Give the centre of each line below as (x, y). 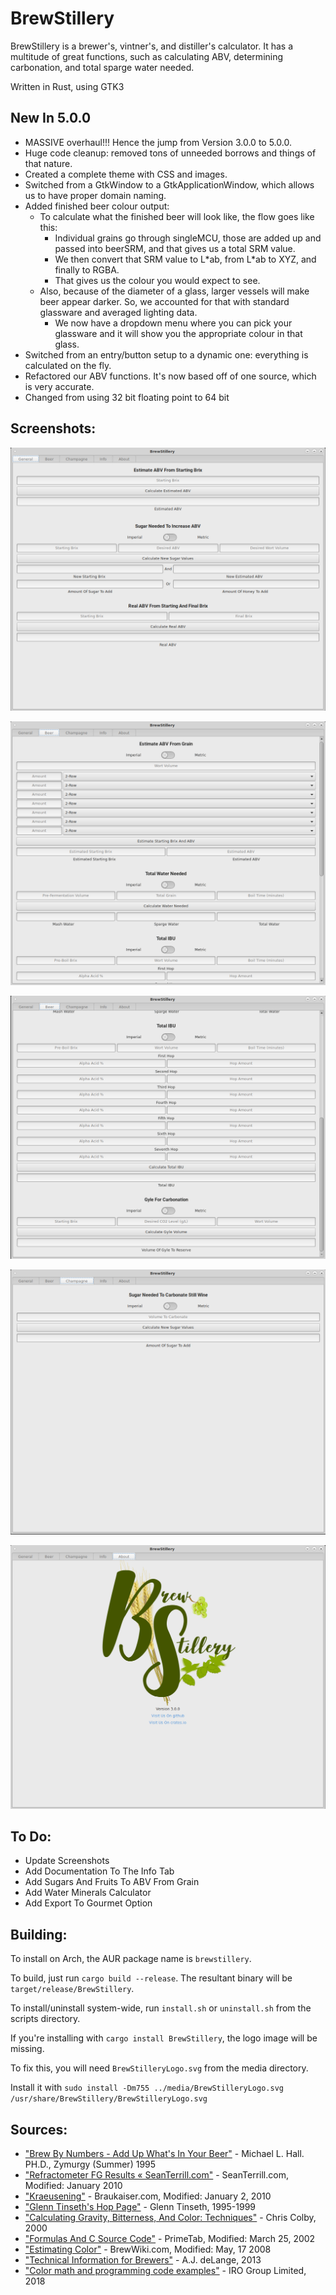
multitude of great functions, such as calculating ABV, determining (147, 56)
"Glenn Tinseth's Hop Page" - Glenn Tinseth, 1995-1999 (140, 2206)
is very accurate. (59, 386)
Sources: (39, 2129)
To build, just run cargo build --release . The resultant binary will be (151, 1978)
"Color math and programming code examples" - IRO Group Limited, (165, 2270)
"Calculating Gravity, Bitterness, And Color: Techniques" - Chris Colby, (170, 2217)
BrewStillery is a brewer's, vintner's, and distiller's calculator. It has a (151, 46)
